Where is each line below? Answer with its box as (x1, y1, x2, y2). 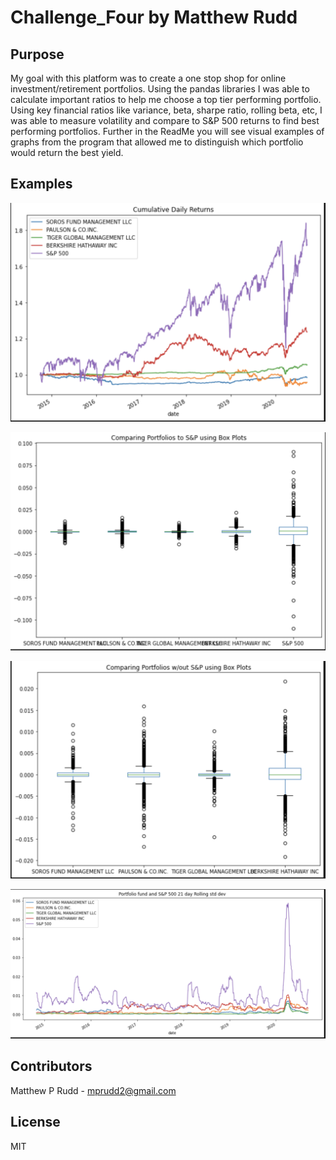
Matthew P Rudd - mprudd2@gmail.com (10, 1084, 177, 1096)
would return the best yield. (10, 147, 124, 158)
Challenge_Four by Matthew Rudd (10, 6, 298, 29)
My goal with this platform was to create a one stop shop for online (10, 72, 287, 84)
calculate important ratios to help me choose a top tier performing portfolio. (10, 94, 322, 105)
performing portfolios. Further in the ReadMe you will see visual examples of (10, 126, 325, 137)
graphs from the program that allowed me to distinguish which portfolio (10, 136, 304, 148)
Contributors (10, 1058, 93, 1075)
